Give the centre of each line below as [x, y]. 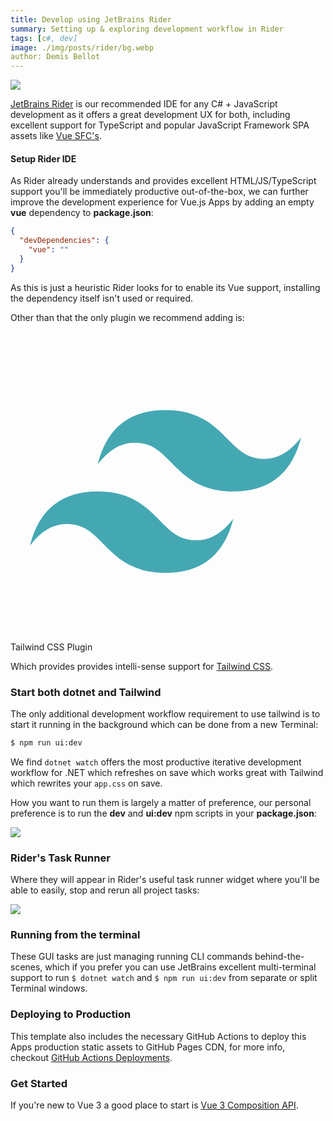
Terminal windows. [49, 988]
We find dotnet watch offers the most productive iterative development [156, 762]
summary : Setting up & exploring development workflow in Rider [147, 29]
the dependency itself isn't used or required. [102, 298]
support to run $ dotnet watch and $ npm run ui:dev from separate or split [164, 978]
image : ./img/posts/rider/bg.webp [82, 47]
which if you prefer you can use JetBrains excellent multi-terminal [180, 967]
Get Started [39, 1083]
